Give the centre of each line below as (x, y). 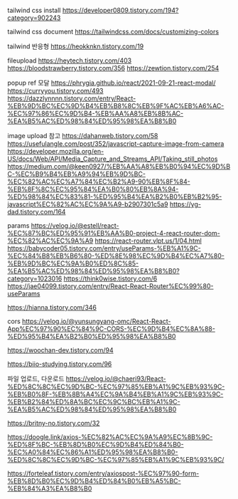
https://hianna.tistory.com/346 (52, 308)
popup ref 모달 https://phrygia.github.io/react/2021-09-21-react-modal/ (112, 83)
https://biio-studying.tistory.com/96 (60, 364)
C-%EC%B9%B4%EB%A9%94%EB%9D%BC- (76, 174)
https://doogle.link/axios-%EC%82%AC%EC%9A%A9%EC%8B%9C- (110, 437)
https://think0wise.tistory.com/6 (110, 278)
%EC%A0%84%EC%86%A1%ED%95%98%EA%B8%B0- (93, 452)
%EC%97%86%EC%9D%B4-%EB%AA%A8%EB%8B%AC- (96, 114)
